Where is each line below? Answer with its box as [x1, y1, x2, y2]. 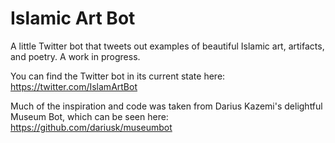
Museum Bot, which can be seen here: [10, 110, 169, 122]
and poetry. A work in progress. [10, 50, 141, 62]
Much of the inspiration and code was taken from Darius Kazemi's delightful [10, 100, 323, 112]
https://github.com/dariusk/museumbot [10, 121, 173, 133]
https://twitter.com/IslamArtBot [10, 80, 138, 92]
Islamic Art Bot [10, 7, 136, 30]
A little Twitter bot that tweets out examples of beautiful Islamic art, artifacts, [10, 40, 325, 52]
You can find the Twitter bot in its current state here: [10, 70, 226, 82]
